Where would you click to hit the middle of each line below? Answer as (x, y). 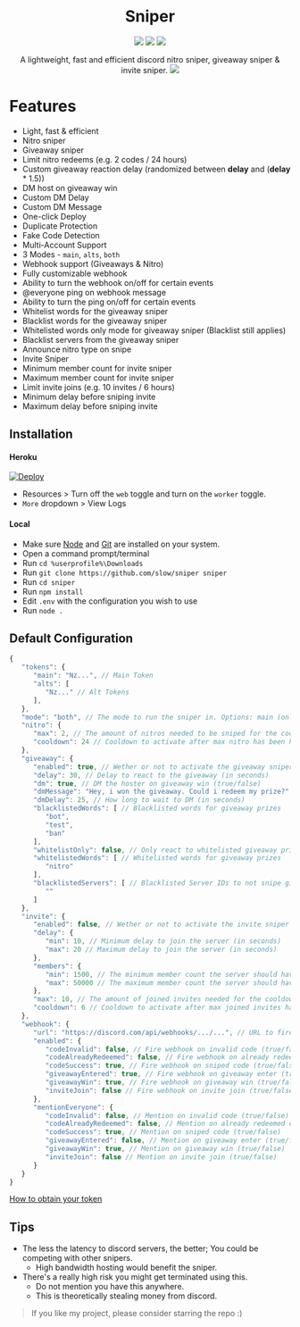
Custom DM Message (62, 206)
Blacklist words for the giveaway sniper (95, 321)
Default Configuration (71, 639)
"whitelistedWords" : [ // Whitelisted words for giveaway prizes (157, 858)
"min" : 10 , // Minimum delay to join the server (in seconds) (163, 941)
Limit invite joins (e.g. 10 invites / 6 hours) (99, 387)
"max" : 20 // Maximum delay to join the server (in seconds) (161, 950)
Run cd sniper (49, 581)
